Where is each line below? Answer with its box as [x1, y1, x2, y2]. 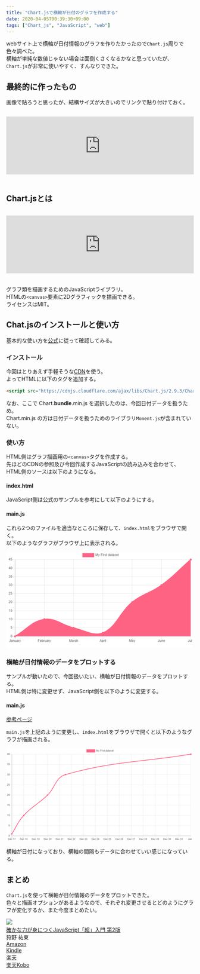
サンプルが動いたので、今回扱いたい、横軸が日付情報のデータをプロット [6, 672, 183, 679]
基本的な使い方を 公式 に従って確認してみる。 [6, 336, 115, 344]
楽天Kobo [6, 961, 30, 968]
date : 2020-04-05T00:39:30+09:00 [6, 16, 89, 22]
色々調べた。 [6, 48, 37, 55]
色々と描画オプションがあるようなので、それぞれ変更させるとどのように [6, 899, 183, 906]
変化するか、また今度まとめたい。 [16, 906, 100, 914]
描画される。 [21, 736, 54, 743]
